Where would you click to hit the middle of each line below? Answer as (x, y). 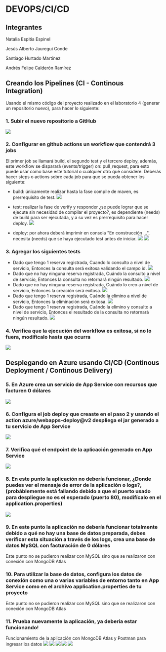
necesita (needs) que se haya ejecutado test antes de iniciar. (75, 239)
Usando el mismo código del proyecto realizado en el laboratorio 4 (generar (83, 103)
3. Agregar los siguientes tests (43, 252)
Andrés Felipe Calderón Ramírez (38, 68)
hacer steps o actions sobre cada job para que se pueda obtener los (75, 177)
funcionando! (22, 628)
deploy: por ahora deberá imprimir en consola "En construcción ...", (81, 233)
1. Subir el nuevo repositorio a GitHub (51, 121)
